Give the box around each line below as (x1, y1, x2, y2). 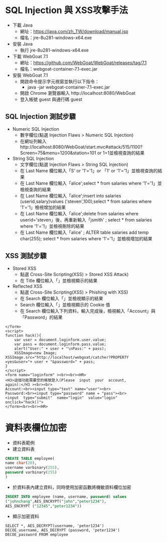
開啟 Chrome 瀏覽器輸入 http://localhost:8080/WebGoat (20, 90, 136, 96)
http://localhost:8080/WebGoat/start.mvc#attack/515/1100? (20, 144, 143, 150)
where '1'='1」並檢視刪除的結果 (20, 223, 84, 229)
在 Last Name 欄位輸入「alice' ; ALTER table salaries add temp (20, 229, 149, 235)
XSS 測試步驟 (5, 251, 47, 260)
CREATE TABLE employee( (5, 456, 55, 461)
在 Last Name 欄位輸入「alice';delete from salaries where (20, 210, 139, 216)
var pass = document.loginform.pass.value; (14, 342, 107, 347)
